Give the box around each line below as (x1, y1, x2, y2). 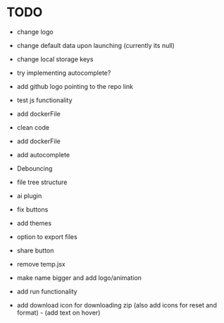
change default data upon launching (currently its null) (16, 41, 175, 49)
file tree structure (16, 178, 68, 186)
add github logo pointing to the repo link (16, 82, 134, 90)
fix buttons (16, 205, 49, 214)
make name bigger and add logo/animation (16, 273, 142, 282)
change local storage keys (16, 54, 94, 63)
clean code (16, 123, 50, 131)
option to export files (16, 232, 78, 240)
